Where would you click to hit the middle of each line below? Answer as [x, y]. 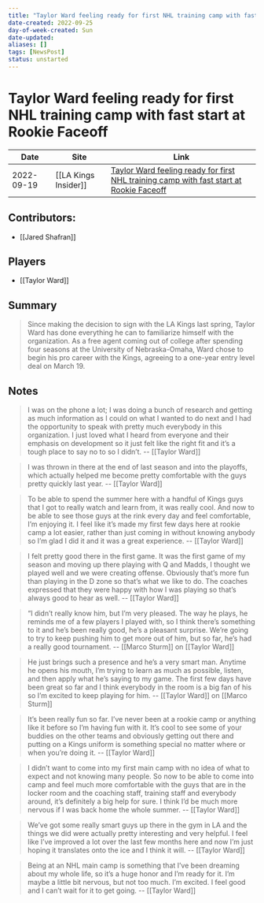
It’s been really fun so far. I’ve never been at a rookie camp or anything [141, 719]
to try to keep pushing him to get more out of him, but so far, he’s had [139, 638]
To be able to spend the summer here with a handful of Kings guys [135, 499]
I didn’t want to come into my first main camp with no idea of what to [138, 768]
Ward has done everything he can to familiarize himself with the [130, 333]
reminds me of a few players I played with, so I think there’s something [141, 622]
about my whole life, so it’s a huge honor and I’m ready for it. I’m [131, 874]
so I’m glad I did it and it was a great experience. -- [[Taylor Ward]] [135, 541]
